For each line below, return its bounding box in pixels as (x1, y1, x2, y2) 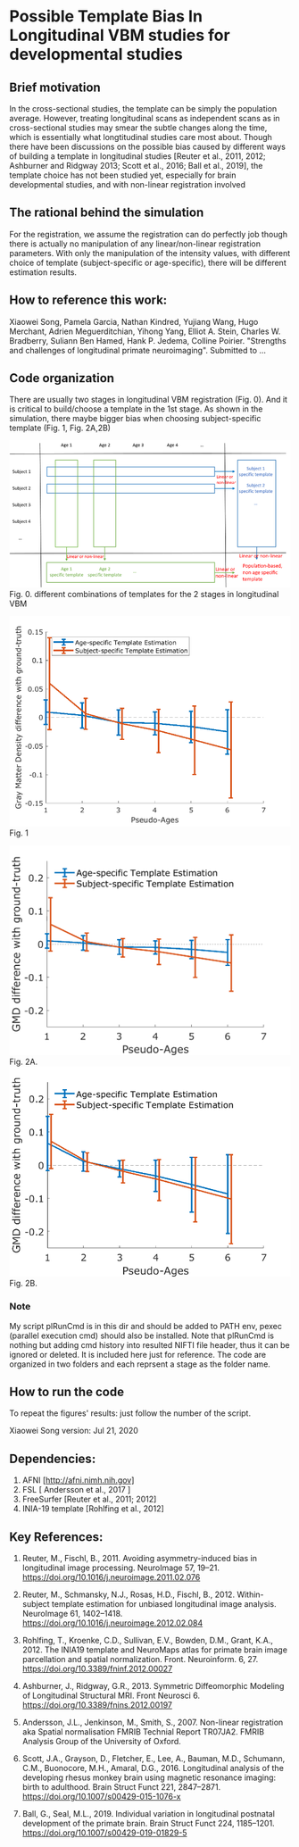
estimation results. (9, 266, 78, 278)
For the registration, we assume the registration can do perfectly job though (9, 229, 288, 239)
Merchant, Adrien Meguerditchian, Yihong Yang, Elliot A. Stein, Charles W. (9, 326, 281, 337)
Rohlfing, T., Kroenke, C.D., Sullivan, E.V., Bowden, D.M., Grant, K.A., (21, 1635, 274, 1645)
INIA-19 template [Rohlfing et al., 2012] (21, 1503, 165, 1514)
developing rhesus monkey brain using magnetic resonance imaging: (21, 1772, 277, 1783)
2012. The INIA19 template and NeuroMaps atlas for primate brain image (21, 1644, 288, 1655)
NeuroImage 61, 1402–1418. (21, 1609, 123, 1618)
